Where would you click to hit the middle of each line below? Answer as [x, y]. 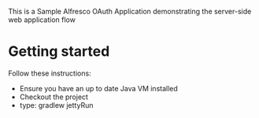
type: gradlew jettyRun [56, 105]
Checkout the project [54, 97]
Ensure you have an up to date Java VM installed [99, 88]
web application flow [42, 20]
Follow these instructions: [50, 73]
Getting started [59, 52]
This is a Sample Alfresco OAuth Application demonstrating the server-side [130, 11]
